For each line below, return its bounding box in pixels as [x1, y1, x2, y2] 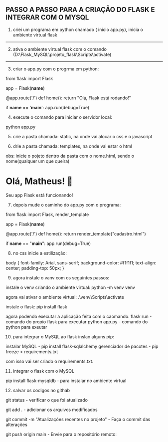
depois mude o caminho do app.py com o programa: [12, 202, 121, 208]
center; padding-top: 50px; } [5, 265, 64, 271]
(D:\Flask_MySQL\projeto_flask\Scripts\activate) [12, 51, 112, 57]
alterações [5, 422, 28, 428]
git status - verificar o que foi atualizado [5, 397, 88, 403]
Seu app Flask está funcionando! [5, 192, 73, 198]
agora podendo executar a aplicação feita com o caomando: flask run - [5, 313, 152, 319]
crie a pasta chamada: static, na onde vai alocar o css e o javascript [12, 133, 153, 139]
